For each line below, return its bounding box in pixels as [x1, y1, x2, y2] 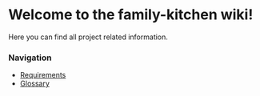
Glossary [19, 78, 50, 89]
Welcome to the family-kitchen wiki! [8, 6, 254, 24]
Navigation [8, 52, 52, 63]
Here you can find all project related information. [8, 32, 168, 42]
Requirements [19, 70, 66, 80]
